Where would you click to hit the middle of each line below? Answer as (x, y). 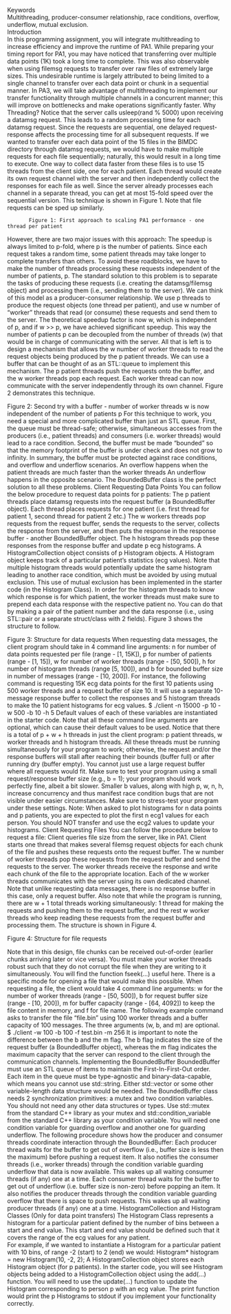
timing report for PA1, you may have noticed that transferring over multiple (112, 54)
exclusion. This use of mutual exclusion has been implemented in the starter (115, 582)
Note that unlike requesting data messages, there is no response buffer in (111, 888)
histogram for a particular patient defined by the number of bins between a (113, 1223)
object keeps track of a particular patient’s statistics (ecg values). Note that (113, 560)
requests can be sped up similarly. (56, 208)
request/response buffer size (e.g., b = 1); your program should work (104, 779)
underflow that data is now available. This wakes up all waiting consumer (111, 1172)
